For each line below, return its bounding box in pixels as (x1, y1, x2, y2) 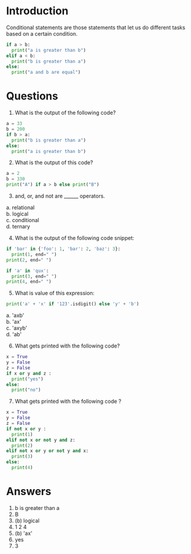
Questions (6, 89, 58, 103)
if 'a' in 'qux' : (6, 268, 49, 274)
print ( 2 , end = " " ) (6, 257, 52, 263)
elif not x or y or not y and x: (6, 448, 89, 454)
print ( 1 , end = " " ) (11, 251, 58, 257)
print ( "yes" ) (11, 376, 44, 382)
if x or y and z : (6, 370, 52, 376)
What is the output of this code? (14, 159, 93, 166)
